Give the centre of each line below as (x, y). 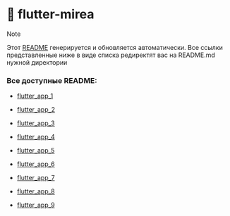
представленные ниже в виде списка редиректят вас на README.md (111, 55)
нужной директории (37, 62)
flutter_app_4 (36, 137)
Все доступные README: (52, 80)
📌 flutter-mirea (50, 14)
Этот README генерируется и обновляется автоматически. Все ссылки (115, 47)
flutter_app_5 (36, 151)
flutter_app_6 (36, 164)
